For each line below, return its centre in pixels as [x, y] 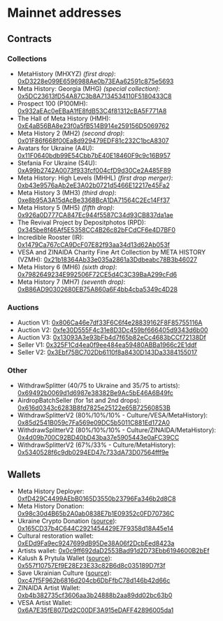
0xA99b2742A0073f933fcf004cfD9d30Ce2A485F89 [94, 170]
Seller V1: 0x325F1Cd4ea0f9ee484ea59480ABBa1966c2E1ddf [107, 345]
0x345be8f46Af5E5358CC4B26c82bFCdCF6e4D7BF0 [96, 229]
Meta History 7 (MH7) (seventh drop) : [71, 282]
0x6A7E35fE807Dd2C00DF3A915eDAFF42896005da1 [95, 611]
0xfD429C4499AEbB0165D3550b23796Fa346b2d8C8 [96, 499]
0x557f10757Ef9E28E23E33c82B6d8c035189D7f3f [91, 566]
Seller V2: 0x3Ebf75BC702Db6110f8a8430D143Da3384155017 [107, 352]
